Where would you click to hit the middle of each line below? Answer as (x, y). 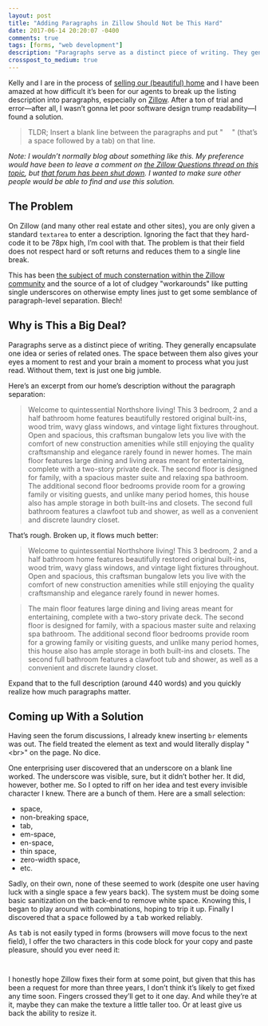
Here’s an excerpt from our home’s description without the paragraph (122, 385)
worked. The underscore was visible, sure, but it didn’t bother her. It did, (127, 776)
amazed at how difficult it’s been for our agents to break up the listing (122, 91)
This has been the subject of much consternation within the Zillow (116, 275)
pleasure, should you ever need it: (64, 950)
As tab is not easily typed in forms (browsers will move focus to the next (128, 933)
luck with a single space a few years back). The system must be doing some (134, 892)
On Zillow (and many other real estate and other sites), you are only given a (132, 226)
